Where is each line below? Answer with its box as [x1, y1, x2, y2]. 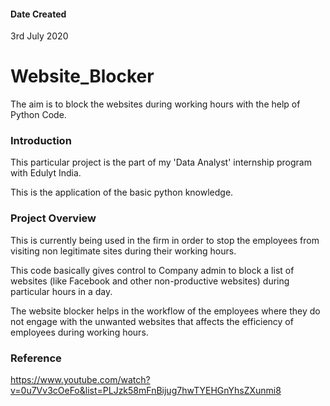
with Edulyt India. [10, 167, 82, 179]
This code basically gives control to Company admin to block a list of [10, 264, 295, 276]
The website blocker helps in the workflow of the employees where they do [10, 305, 321, 317]
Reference [10, 351, 62, 365]
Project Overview [10, 211, 97, 225]
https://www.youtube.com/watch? [10, 374, 151, 386]
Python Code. [10, 109, 67, 121]
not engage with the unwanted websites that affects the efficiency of [10, 315, 294, 327]
